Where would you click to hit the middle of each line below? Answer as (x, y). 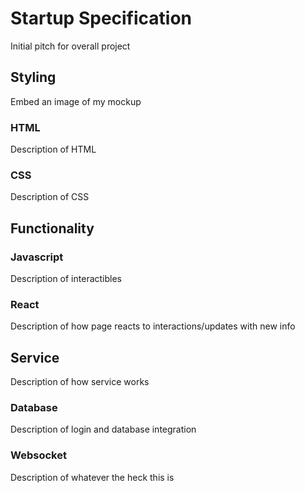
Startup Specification (101, 18)
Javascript (37, 257)
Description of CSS (50, 197)
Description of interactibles (66, 279)
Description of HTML (53, 149)
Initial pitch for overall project (70, 46)
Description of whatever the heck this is (92, 477)
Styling (33, 77)
